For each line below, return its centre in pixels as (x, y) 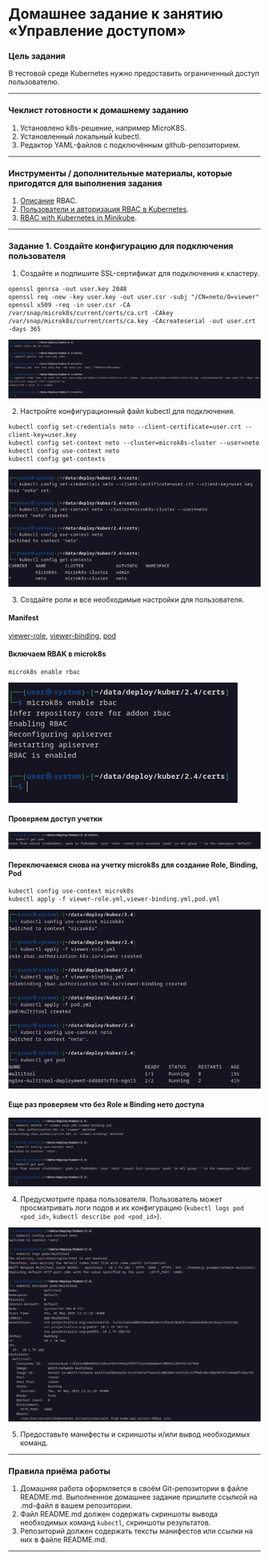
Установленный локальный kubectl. (80, 136)
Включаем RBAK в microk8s (57, 654)
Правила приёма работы (59, 1471)
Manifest (24, 618)
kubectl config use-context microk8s (71, 891)
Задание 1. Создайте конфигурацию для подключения (121, 246)
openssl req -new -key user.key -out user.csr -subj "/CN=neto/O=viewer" (134, 298)
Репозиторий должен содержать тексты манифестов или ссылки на (137, 1531)
